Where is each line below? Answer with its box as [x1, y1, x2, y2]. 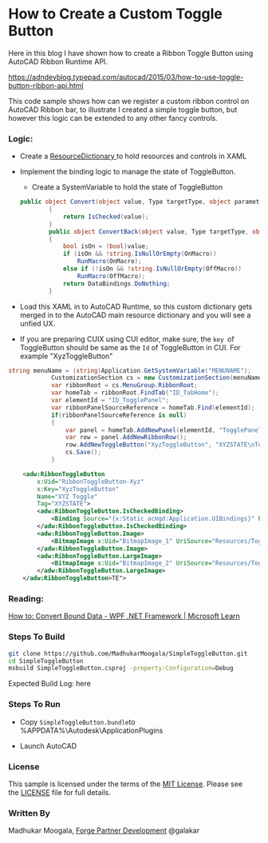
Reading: [8, 593, 44, 605]
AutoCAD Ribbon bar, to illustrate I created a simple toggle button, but [8, 105, 238, 114]
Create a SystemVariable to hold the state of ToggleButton [31, 182, 223, 192]
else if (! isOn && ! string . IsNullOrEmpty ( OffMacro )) [62, 265, 242, 273]
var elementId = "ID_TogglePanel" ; [50, 397, 170, 405]
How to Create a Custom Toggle [8, 5, 223, 23]
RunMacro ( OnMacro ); [77, 258, 142, 266]
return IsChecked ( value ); [62, 213, 149, 221]
